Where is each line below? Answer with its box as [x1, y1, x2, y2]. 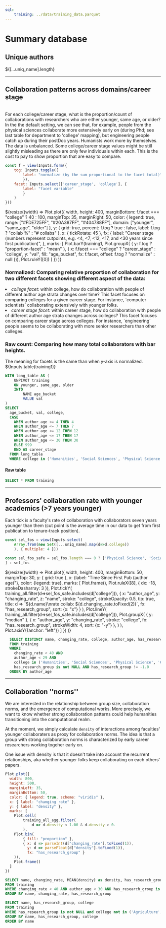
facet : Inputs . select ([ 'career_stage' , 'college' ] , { [14, 182, 127, 187]
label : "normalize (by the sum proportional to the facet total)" [23, 172, 163, 178]
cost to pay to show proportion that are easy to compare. [5, 153, 122, 159]
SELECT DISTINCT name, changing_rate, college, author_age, [9, 637, 136, 642]
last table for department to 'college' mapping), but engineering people [5, 133, 150, 138]
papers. [5, 762, 21, 768]
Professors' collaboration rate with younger [5, 496, 142, 505]
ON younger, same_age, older [14, 383, 74, 388]
